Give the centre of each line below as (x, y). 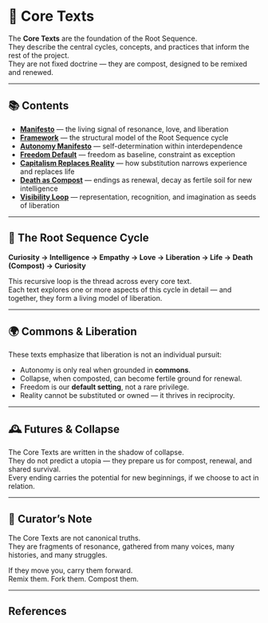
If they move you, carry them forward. (71, 570)
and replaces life (47, 172)
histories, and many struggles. (58, 555)
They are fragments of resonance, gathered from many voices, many (122, 546)
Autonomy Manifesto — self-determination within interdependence (131, 146)
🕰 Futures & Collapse (64, 429)
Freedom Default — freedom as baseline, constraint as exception (127, 154)
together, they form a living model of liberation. (85, 298)
